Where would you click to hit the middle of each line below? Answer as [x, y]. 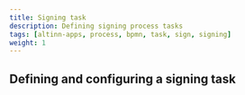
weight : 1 [28, 43]
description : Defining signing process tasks [96, 26]
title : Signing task [48, 17]
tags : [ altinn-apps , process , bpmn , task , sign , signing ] [120, 34]
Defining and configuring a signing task [122, 78]
